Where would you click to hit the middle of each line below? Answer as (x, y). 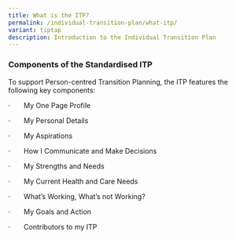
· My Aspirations (41, 136)
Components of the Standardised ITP (81, 65)
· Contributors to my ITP (53, 226)
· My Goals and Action (50, 212)
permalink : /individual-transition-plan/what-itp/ (93, 23)
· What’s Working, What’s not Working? (77, 196)
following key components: (52, 90)
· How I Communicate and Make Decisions (83, 150)
